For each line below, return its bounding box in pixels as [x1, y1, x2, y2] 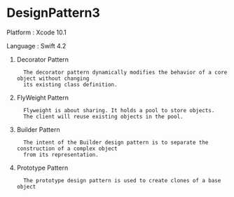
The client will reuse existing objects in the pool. [23, 113, 184, 120]
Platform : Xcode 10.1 [6, 28, 67, 36]
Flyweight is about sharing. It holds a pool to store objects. [23, 107, 215, 114]
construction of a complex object [16, 145, 118, 152]
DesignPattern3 [6, 5, 101, 21]
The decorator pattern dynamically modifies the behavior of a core [23, 69, 228, 76]
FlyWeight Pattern [16, 93, 69, 102]
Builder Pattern [16, 125, 60, 134]
